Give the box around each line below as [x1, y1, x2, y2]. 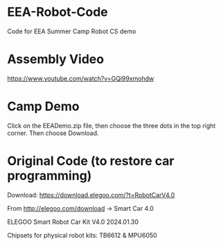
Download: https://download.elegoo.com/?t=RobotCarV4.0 [7, 191, 175, 199]
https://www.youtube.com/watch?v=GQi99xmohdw [7, 74, 154, 82]
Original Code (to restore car [7, 153, 175, 168]
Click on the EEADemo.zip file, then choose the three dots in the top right [7, 121, 216, 130]
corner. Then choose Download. [7, 129, 99, 137]
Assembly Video [7, 51, 105, 67]
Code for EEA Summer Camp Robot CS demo [7, 27, 136, 35]
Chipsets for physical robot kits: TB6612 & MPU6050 [7, 231, 157, 239]
